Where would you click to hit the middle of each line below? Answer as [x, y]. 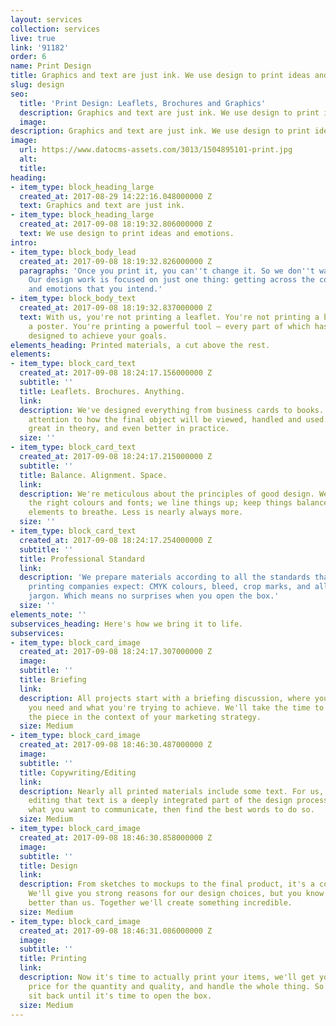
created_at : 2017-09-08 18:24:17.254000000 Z [116, 540]
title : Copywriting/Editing [78, 772]
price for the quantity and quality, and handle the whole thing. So [176, 986]
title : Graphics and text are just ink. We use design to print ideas [160, 76]
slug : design [37, 85]
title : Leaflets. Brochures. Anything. [102, 391]
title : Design [48, 866]
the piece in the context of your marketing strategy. [145, 717]
